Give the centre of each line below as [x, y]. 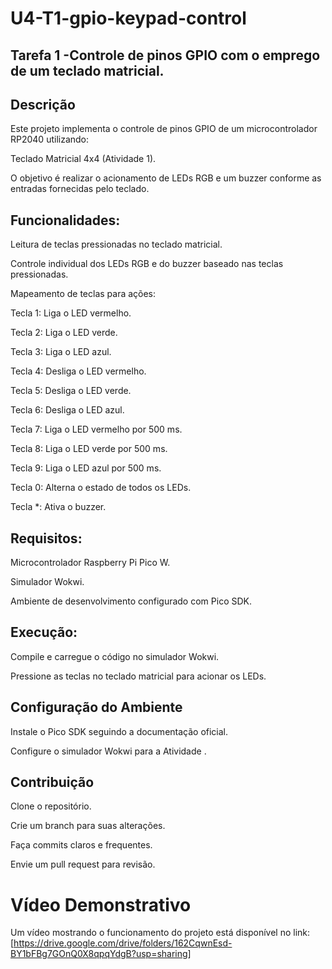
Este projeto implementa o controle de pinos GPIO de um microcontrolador [164, 129]
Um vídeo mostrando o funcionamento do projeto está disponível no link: [160, 933]
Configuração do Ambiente [96, 707]
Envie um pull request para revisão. [83, 864]
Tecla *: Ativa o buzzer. [58, 507]
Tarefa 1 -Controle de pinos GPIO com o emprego [165, 55]
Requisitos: [46, 538]
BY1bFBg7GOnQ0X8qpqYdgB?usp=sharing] [101, 954]
